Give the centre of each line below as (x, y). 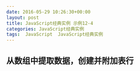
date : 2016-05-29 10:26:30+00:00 (48, 12)
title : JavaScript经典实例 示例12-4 (50, 23)
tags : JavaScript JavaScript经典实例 (55, 35)
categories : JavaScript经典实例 (45, 29)
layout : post (23, 18)
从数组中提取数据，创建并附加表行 (70, 60)
